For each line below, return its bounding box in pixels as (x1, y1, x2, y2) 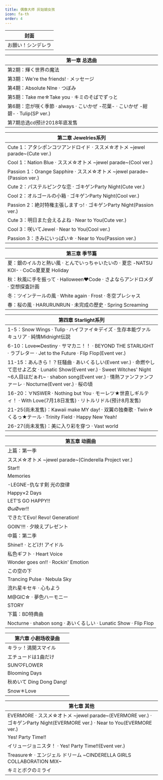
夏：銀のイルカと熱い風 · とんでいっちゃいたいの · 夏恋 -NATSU (7, 260, 153, 266)
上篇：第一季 (7, 448, 37, 454)
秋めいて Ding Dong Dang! (7, 678, 67, 685)
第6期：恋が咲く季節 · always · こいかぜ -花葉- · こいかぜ (7, 103, 139, 110)
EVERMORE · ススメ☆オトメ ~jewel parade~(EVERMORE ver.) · (7, 712, 152, 719)
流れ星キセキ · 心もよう (7, 585, 61, 591)
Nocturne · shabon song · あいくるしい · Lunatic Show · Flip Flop (7, 620, 154, 627)
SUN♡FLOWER (7, 662, 43, 669)
